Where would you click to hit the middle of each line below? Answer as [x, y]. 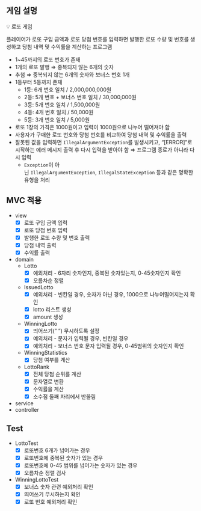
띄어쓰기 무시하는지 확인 [52, 494]
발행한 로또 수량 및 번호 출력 [57, 237]
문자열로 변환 [48, 381]
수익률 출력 [37, 252]
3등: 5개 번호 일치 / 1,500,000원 [62, 105]
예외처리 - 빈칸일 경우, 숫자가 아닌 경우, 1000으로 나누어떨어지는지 [111, 295]
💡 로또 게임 [20, 26]
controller [27, 409]
